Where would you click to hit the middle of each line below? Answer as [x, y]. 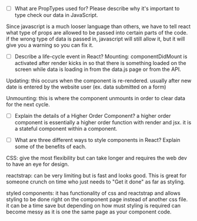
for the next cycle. [28, 104]
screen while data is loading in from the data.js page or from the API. [98, 69]
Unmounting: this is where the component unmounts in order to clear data [96, 98]
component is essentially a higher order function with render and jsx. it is [103, 123]
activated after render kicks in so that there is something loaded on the [100, 63]
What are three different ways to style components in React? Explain [97, 140]
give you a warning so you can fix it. [50, 45]
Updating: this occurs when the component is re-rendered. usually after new [99, 81]
